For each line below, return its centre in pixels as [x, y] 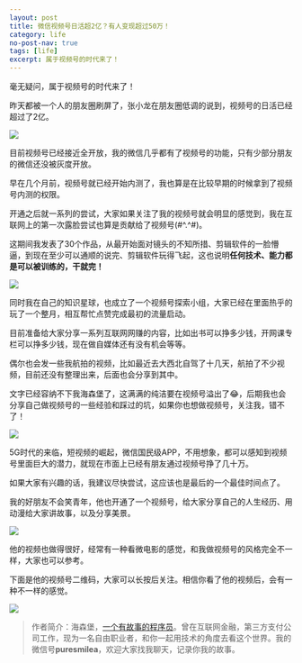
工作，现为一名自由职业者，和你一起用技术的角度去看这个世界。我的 [165, 638]
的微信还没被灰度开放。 [53, 164]
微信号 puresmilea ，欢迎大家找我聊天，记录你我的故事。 [135, 649]
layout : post [34, 18]
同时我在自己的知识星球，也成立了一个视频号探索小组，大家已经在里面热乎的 [151, 302]
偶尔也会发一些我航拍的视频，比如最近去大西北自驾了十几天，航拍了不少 [143, 363]
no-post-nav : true [44, 43]
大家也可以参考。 [56, 560]
